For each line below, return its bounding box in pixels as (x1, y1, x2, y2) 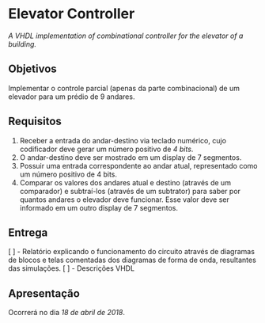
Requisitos (8, 115, 62, 128)
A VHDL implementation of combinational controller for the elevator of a (8, 31, 244, 40)
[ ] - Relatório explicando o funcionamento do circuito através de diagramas (8, 247, 256, 256)
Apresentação (8, 287, 81, 300)
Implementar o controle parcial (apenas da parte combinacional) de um (8, 83, 240, 93)
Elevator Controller (8, 5, 135, 23)
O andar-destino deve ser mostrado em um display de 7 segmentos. (19, 152, 242, 162)
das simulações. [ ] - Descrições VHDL (8, 264, 135, 273)
